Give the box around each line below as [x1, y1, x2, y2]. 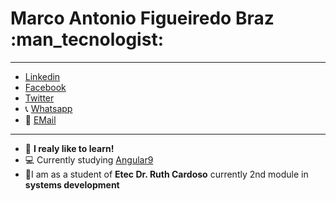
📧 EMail [24, 113, 57, 126]
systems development [24, 178, 120, 191]
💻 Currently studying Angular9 [24, 153, 154, 166]
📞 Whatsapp [24, 102, 73, 114]
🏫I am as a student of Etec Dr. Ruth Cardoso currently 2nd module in [24, 168, 309, 180]
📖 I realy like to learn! [24, 142, 115, 154]
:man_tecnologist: [10, 28, 164, 51]
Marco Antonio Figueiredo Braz [10, 7, 275, 30]
